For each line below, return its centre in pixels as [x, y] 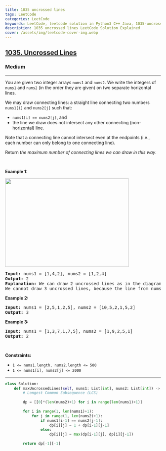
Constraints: [18, 355]
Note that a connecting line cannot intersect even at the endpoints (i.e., [77, 137]
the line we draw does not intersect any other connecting [70, 122]
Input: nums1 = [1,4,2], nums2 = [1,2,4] [56, 274]
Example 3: [17, 322]
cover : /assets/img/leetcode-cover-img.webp [52, 33]
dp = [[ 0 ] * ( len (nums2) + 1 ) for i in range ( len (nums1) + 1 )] [83, 402]
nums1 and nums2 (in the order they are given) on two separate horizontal [78, 88]
